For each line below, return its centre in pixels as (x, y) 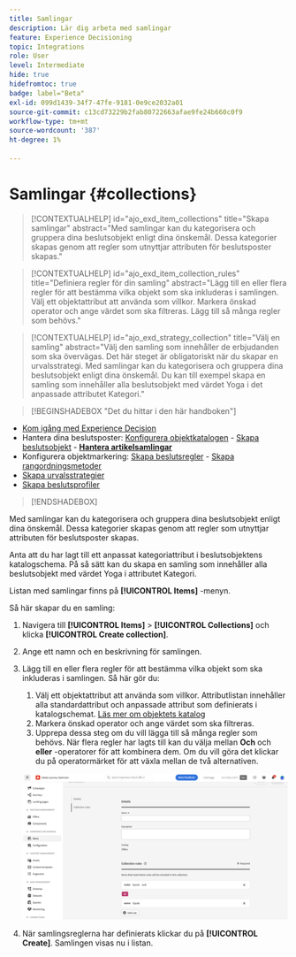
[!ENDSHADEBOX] (64, 501)
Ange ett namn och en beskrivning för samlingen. (112, 651)
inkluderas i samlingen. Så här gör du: (91, 678)
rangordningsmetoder (61, 465)
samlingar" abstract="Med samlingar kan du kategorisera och (143, 228)
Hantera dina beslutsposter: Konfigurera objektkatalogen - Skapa (140, 437)
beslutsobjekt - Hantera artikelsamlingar (97, 447)
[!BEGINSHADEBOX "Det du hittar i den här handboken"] (133, 410)
